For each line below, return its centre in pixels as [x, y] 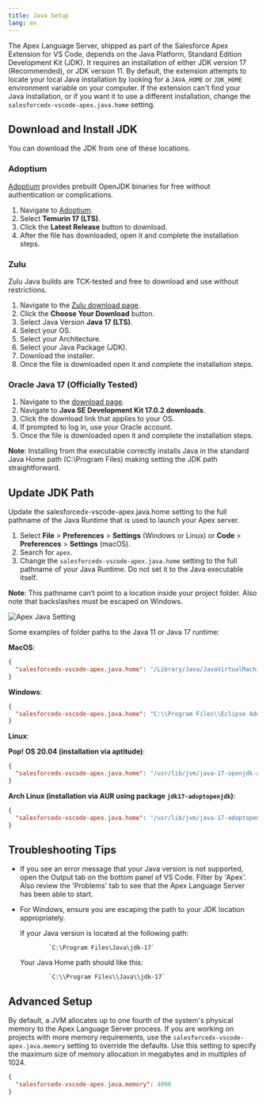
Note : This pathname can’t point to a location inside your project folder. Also [133, 593]
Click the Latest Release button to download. [93, 227]
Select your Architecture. [60, 338]
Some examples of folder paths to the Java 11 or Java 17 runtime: [114, 632]
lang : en [23, 23]
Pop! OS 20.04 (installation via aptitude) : [76, 752]
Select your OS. [45, 330]
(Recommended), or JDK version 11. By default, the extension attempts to [127, 71]
